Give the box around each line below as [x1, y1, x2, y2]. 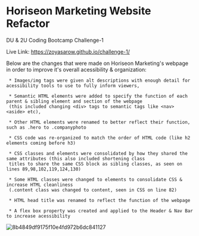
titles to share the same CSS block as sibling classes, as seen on [8, 161, 183, 167]
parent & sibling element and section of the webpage [6, 98, 143, 104]
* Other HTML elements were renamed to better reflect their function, [8, 119, 191, 125]
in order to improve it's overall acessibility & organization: [6, 66, 147, 73]
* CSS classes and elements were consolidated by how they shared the [8, 150, 188, 156]
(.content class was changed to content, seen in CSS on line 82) [8, 187, 178, 193]
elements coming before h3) [6, 140, 76, 146]
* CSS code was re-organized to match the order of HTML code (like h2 [8, 135, 191, 141]
